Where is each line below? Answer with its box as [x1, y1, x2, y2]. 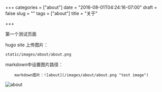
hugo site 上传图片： [5, 42, 48, 48]
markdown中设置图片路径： [5, 62, 63, 68]
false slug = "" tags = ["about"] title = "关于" [5, 10, 98, 16]
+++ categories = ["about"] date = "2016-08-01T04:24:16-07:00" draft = [5, 5, 157, 10]
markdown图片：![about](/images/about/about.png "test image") [14, 73, 149, 78]
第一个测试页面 [5, 31, 37, 37]
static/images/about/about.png [5, 52, 72, 57]
